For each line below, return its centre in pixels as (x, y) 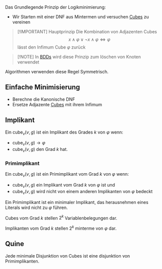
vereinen (21, 22)
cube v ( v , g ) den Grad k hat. (40, 150)
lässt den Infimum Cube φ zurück (51, 47)
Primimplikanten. (22, 261)
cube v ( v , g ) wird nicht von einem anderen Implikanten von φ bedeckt (82, 192)
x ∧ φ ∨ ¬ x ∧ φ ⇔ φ (89, 39)
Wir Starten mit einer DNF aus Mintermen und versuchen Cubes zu (81, 17)
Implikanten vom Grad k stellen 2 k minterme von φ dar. (61, 228)
